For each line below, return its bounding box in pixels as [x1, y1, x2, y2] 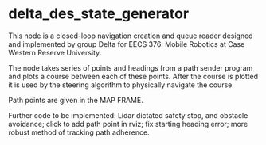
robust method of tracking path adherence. [8, 128, 150, 137]
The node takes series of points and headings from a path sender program [8, 63, 253, 72]
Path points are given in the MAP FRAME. [8, 95, 143, 105]
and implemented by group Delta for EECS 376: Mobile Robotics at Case [8, 39, 245, 48]
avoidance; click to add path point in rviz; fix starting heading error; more [8, 119, 248, 128]
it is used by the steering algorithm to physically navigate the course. [8, 80, 235, 90]
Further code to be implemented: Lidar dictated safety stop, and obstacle [8, 110, 248, 120]
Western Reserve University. [8, 48, 102, 57]
